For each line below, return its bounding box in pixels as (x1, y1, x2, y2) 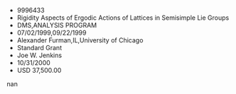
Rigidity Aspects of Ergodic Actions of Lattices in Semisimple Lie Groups (16, 13, 230, 22)
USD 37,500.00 (16, 66, 62, 74)
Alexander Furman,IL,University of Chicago (16, 36, 144, 45)
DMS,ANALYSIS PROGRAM (16, 21, 97, 29)
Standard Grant (16, 44, 62, 52)
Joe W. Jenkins (16, 51, 62, 59)
